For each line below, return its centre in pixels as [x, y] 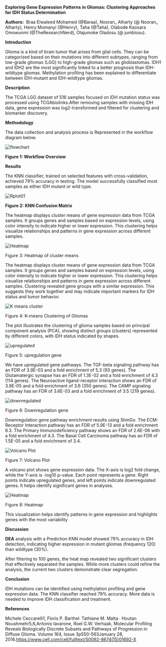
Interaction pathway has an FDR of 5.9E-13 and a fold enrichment [91, 425]
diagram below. [21, 137]
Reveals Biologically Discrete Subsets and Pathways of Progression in [76, 629]
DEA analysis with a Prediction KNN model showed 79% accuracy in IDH [79, 539]
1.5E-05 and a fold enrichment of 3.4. [43, 441]
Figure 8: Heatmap [24, 505]
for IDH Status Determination [35, 12]
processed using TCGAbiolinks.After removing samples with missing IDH [79, 103]
